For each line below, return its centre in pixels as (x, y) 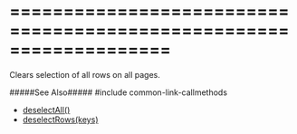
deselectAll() (46, 110)
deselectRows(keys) (60, 120)
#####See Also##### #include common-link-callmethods (119, 92)
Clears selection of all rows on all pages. (85, 74)
